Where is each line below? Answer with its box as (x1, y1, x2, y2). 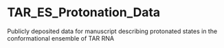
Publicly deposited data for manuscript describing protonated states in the (7, 27, 218, 35)
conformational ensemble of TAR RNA (7, 34, 115, 42)
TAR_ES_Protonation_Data (7, 5, 161, 20)
